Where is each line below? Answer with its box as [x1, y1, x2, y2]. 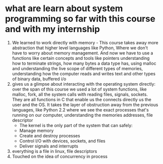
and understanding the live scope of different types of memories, [12, 65, 143, 71]
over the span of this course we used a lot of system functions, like [12, 86, 147, 92]
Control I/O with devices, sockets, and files [19, 138, 106, 144]
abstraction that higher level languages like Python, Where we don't [12, 45, 148, 51]
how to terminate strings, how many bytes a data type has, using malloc [12, 60, 157, 66]
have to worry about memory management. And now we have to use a [12, 50, 153, 56]
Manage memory [19, 128, 54, 133]
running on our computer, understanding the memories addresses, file [12, 112, 153, 118]
